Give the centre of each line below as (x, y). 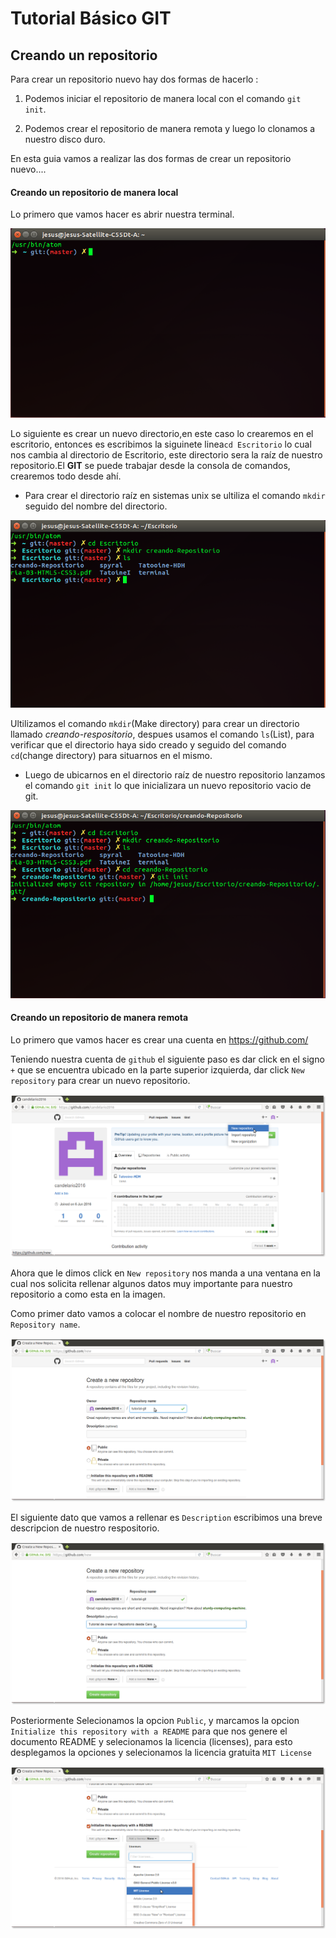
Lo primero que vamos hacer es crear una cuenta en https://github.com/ (159, 1040)
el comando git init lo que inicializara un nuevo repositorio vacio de (168, 786)
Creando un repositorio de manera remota (99, 1018)
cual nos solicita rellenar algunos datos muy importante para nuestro (151, 1284)
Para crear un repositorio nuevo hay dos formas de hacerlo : (134, 79)
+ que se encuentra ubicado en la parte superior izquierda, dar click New (157, 1070)
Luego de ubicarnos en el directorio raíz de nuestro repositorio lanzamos (175, 775)
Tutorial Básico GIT (91, 18)
